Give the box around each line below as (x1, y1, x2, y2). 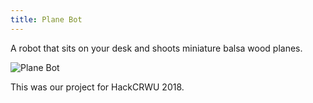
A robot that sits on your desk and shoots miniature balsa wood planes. (10, 42, 303, 54)
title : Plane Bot (10, 14, 83, 25)
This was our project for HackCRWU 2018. (10, 81, 185, 93)
